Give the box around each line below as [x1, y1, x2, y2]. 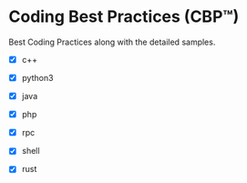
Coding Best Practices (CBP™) [8, 6, 240, 27]
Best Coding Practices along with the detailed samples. [8, 36, 216, 47]
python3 [21, 73, 54, 83]
